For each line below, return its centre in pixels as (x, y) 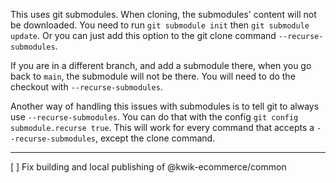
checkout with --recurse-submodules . (86, 87)
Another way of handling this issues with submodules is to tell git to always (165, 106)
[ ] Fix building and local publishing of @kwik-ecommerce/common (148, 167)
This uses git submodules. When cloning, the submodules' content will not (163, 14)
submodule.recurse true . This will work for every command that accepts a (162, 127)
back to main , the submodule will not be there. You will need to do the (153, 76)
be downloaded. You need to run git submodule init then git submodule (160, 25)
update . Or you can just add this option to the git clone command (143, 35)
